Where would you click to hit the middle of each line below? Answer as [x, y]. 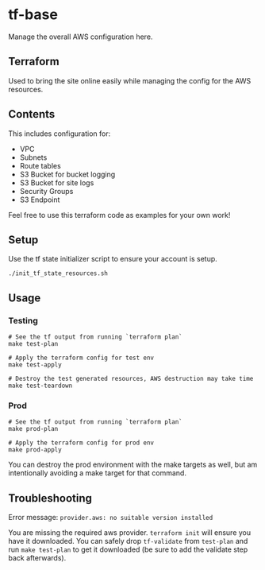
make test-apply [35, 365]
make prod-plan [33, 429]
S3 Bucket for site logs [57, 182]
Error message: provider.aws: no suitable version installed [111, 518]
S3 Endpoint [40, 200]
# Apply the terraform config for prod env [81, 443]
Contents [32, 114]
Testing [23, 320]
